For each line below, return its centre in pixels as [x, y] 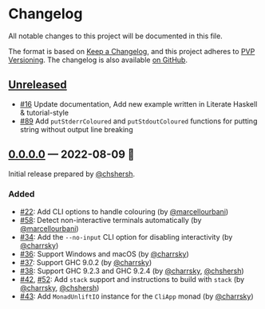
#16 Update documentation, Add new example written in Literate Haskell [138, 104]
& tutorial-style [44, 112]
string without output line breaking [76, 129]
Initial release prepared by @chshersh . [72, 174]
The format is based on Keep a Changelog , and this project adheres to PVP [132, 51]
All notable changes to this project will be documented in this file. [116, 36]
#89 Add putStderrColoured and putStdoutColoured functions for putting [138, 121]
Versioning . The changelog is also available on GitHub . [98, 60]
